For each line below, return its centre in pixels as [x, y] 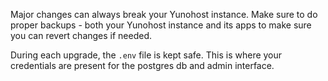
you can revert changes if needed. [81, 35]
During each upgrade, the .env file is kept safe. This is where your [146, 55]
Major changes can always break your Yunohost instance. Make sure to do [164, 14]
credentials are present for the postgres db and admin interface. [142, 65]
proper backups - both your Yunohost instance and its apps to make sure [161, 25]
